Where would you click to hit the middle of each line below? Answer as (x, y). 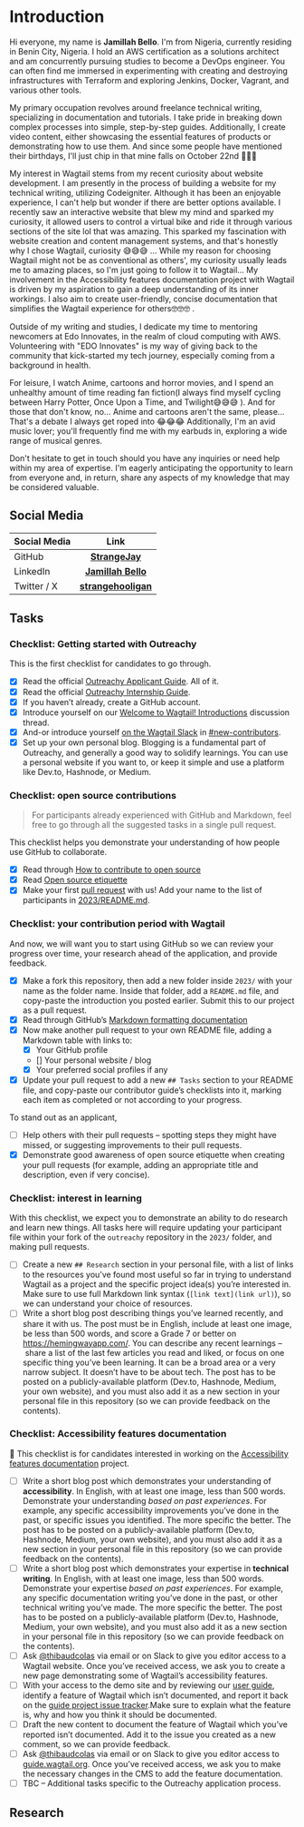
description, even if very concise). (86, 1175)
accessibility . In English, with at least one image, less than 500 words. (154, 1491)
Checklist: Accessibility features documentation (118, 1434)
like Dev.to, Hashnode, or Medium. (87, 771)
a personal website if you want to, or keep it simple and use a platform (153, 762)
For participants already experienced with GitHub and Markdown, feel (161, 815)
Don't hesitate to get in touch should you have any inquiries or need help (145, 458)
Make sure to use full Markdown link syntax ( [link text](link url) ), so (157, 1294)
